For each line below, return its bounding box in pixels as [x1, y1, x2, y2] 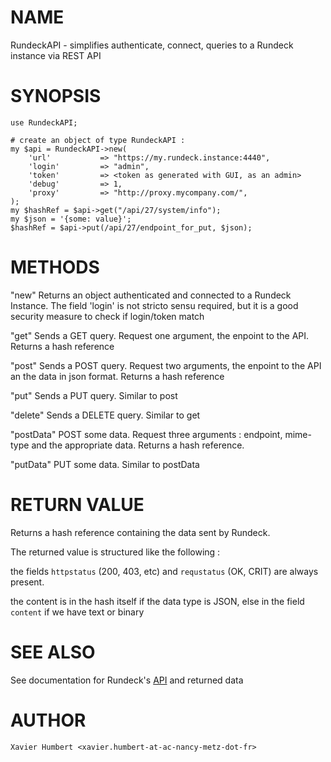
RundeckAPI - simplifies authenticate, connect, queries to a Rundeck [10, 39, 294, 51]
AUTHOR [10, 709, 87, 731]
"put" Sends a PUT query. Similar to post [10, 389, 178, 401]
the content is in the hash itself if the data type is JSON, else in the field [10, 595, 305, 607]
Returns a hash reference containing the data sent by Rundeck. [10, 526, 271, 538]
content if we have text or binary [10, 606, 145, 618]
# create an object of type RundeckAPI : [10, 135, 186, 145]
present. [10, 576, 45, 588]
